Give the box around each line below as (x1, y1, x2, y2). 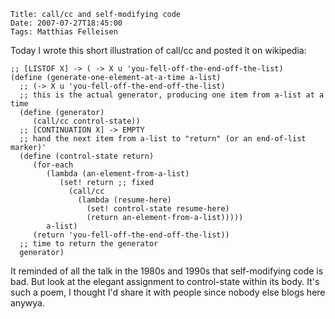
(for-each (32, 160, 74, 170)
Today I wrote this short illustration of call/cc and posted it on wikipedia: (10, 45, 307, 56)
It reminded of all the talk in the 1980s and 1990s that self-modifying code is (10, 265, 324, 277)
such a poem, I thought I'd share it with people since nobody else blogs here (10, 286, 326, 298)
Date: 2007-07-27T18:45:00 (10, 18, 123, 28)
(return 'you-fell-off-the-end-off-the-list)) (32, 230, 230, 240)
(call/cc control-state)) (32, 116, 141, 126)
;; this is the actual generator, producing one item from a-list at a (19, 90, 325, 100)
